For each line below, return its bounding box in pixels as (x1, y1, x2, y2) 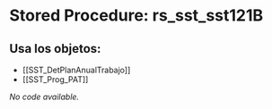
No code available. (9, 91, 79, 102)
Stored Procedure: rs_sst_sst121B (9, 5, 264, 26)
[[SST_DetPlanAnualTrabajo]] (22, 64, 131, 75)
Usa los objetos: (9, 41, 101, 56)
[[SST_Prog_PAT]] (22, 74, 89, 85)
